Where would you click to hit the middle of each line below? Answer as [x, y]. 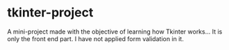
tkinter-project [50, 13]
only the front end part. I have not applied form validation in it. [95, 38]
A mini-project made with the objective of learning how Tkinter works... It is [115, 32]
